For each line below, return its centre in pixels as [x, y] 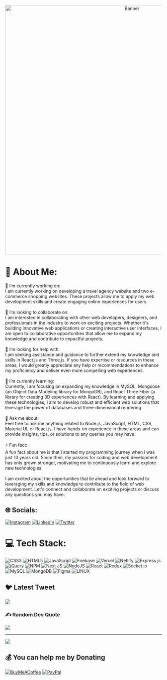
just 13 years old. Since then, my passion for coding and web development [81, 457]
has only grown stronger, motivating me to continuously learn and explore [81, 463]
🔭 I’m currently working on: [33, 286]
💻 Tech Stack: [36, 543]
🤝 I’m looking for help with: [32, 349]
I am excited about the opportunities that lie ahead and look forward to [77, 479]
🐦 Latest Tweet [30, 588]
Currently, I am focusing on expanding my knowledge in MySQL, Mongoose [83, 386]
